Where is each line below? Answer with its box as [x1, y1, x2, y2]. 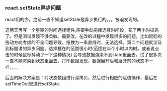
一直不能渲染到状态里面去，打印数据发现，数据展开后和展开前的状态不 [5, 58, 149, 64]
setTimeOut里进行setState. [5, 81, 61, 87]
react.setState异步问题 [5, 4, 61, 11]
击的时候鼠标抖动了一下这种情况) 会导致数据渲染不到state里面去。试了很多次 [5, 52, 162, 58]
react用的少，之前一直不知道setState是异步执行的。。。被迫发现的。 [5, 16, 142, 23]
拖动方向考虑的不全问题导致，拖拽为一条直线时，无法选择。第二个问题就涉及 [5, 40, 162, 45]
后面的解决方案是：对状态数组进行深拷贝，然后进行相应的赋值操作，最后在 [5, 75, 158, 81]
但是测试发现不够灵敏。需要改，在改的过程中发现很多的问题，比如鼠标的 [13, 33, 162, 39]
